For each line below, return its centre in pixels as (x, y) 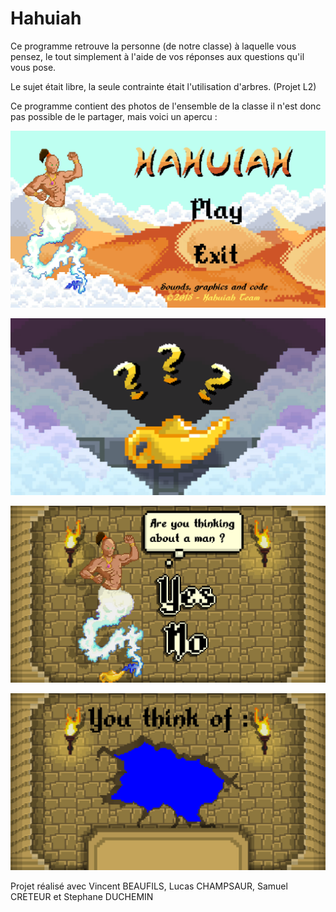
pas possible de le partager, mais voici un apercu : (114, 116)
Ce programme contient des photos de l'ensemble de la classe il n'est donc (166, 106)
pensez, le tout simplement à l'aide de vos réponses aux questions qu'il (157, 56)
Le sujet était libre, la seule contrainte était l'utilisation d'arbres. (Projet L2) (163, 86)
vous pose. (33, 67)
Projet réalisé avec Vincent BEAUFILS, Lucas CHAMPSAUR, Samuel (149, 886)
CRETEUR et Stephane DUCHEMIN (82, 896)
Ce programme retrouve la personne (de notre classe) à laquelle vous (153, 46)
